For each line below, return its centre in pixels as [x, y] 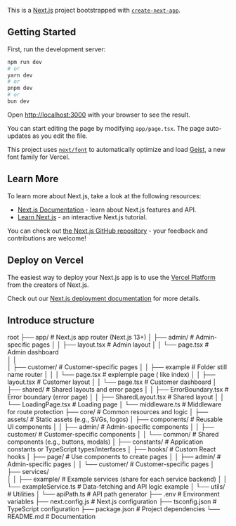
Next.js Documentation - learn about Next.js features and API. [107, 210]
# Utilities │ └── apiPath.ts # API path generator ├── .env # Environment [113, 494]
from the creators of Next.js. [48, 285]
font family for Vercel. [39, 157]
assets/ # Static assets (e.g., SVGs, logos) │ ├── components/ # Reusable [115, 419]
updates [19, 136]
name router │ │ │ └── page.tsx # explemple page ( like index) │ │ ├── [111, 375]
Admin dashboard [33, 352]
